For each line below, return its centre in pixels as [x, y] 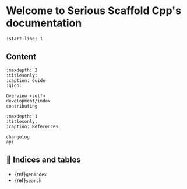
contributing [22, 106]
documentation [44, 23]
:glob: [14, 85]
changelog [18, 137]
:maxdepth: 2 [22, 70]
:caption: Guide [26, 80]
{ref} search [28, 180]
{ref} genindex [31, 174]
